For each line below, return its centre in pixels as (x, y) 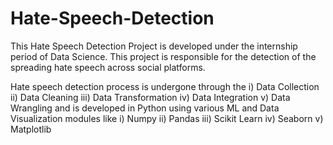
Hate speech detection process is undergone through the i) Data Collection (165, 86)
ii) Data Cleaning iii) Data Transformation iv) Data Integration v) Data (150, 97)
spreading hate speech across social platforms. (108, 67)
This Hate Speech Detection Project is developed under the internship (154, 46)
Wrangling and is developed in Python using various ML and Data (145, 108)
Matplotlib (31, 129)
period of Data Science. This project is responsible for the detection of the (163, 56)
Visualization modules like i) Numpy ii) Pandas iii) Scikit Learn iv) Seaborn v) (167, 118)
